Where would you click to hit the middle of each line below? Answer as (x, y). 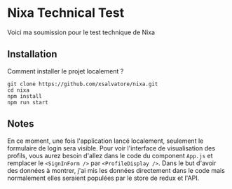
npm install (25, 96)
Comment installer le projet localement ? (66, 71)
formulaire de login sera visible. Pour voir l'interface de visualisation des (111, 148)
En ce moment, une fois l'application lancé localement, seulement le (105, 141)
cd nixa (19, 90)
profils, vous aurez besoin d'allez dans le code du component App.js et (110, 155)
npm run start (28, 102)
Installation (32, 54)
